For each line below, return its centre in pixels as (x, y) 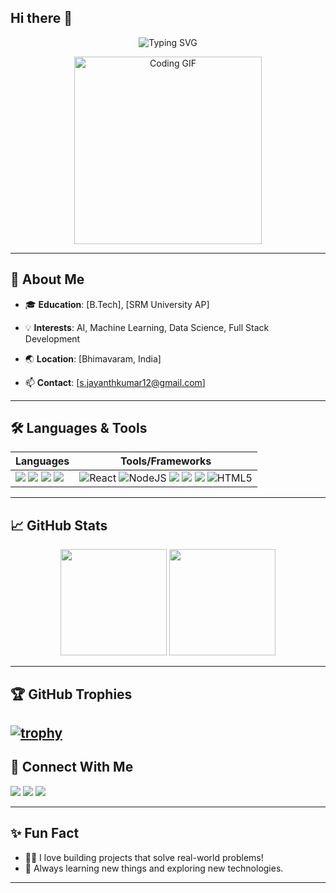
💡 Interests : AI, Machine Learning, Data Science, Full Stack (147, 327)
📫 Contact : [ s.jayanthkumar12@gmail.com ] (115, 382)
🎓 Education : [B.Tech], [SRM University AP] (117, 304)
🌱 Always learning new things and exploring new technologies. (154, 868)
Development (52, 338)
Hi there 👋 (41, 18)
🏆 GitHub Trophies (71, 694)
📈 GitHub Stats (59, 525)
